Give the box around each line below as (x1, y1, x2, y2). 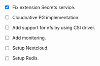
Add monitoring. (12, 35, 46, 41)
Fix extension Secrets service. (12, 5, 76, 10)
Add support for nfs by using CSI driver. (12, 25, 95, 31)
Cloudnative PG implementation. (12, 15, 80, 21)
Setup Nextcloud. (12, 45, 49, 51)
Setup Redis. (12, 55, 39, 61)
